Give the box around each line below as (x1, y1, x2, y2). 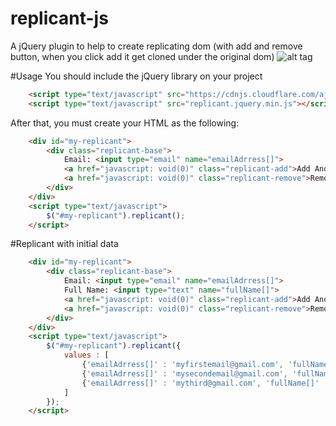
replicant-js (10, 7, 109, 30)
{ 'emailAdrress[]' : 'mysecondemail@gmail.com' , (81, 368, 288, 379)
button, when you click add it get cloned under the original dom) (10, 50, 275, 62)
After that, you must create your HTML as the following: (10, 117, 240, 129)
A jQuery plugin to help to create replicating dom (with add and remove (10, 40, 303, 52)
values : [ (63, 350, 110, 361)
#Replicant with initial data (10, 238, 119, 250)
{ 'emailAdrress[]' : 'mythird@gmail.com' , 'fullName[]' (81, 378, 320, 388)
